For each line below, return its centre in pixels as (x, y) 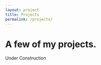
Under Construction (26, 58)
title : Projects (22, 15)
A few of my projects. (51, 44)
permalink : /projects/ (29, 19)
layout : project (22, 10)
